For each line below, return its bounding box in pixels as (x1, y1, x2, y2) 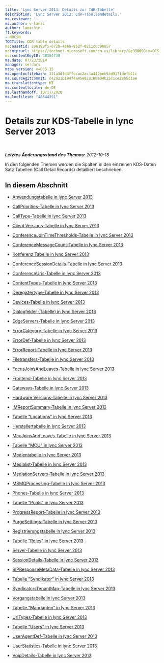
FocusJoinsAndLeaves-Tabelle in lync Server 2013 (12, 366, 114, 372)
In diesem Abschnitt (5, 181, 68, 189)
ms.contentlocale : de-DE (5, 85, 56, 90)
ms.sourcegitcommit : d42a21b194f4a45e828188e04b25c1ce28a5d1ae (5, 76, 137, 81)
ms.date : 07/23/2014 (5, 58, 48, 63)
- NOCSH (5, 35, 21, 40)
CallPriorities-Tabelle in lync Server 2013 (12, 204, 95, 209)
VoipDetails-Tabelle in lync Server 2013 (12, 653, 92, 658)
